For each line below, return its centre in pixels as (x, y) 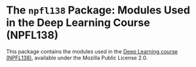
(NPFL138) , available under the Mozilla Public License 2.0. (77, 58)
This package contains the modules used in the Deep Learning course (92, 51)
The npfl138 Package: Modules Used (98, 10)
